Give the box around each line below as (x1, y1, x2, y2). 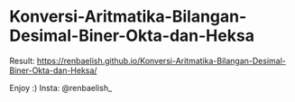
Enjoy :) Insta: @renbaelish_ (9, 82, 113, 93)
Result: (9, 55, 35, 66)
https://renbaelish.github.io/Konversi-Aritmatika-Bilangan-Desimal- (36, 55, 286, 66)
